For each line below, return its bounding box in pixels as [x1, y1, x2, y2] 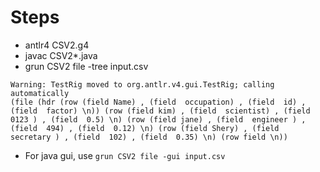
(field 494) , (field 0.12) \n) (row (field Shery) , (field [10, 123, 280, 133]
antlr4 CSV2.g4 [24, 39, 90, 51]
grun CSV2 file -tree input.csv [24, 60, 149, 72]
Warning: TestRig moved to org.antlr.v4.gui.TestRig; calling [10, 79, 275, 90]
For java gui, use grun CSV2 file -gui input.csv [24, 149, 226, 161]
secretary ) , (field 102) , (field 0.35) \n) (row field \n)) [10, 132, 288, 142]
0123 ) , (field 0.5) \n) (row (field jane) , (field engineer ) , [10, 114, 307, 125]
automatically [10, 88, 70, 98]
